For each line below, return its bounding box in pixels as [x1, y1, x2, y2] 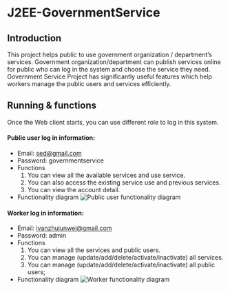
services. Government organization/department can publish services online [7, 58, 222, 66]
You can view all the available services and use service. [27, 171, 186, 180]
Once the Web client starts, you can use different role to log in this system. [7, 118, 219, 126]
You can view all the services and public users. [27, 246, 161, 254]
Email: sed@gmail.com [17, 149, 82, 158]
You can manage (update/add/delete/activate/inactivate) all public [27, 260, 216, 269]
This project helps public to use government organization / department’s [7, 50, 212, 59]
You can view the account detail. [27, 186, 121, 194]
